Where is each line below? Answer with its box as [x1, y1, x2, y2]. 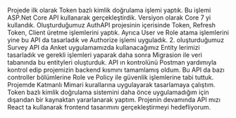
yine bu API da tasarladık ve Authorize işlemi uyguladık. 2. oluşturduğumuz [7, 36, 224, 44]
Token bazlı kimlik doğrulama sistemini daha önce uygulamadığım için [7, 88, 209, 96]
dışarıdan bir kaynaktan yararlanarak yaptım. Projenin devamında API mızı [7, 96, 221, 104]
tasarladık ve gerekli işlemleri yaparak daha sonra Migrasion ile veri [7, 51, 203, 59]
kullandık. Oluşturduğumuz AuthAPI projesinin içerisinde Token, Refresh [7, 21, 216, 29]
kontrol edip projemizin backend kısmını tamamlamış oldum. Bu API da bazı [7, 66, 225, 74]
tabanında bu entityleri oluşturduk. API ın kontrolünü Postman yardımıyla [7, 58, 217, 66]
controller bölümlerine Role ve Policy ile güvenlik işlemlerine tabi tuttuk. [7, 73, 214, 81]
